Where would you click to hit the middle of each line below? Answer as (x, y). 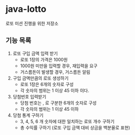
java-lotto (26, 9)
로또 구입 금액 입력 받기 (35, 53)
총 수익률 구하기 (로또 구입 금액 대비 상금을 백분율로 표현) (75, 128)
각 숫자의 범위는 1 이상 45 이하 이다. (55, 90)
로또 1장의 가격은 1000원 (44, 59)
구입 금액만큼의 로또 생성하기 (41, 78)
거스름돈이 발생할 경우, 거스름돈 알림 (55, 72)
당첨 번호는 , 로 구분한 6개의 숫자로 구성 (58, 103)
